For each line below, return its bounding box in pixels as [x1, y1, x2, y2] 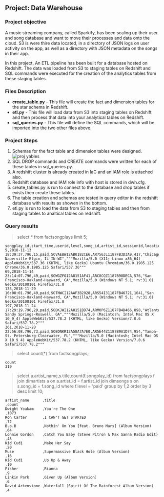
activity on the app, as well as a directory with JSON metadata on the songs [5, 45, 158, 51]
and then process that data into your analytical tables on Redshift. [12, 114, 144, 120]
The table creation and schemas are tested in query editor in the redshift [12, 195, 158, 201]
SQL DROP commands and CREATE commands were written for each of [12, 158, 157, 164]
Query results [5, 223, 39, 229]
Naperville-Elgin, [5, 256, 42, 261]
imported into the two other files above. [12, 125, 92, 131]
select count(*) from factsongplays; [17, 350, 89, 356]
